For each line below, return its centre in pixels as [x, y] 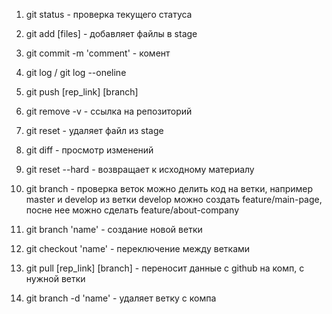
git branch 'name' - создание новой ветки [114, 229]
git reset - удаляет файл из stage [94, 130]
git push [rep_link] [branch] [82, 92]
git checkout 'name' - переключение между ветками [138, 248]
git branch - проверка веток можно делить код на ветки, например [169, 188]
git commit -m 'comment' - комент [98, 53]
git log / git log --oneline [76, 72]
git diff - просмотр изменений [89, 150]
